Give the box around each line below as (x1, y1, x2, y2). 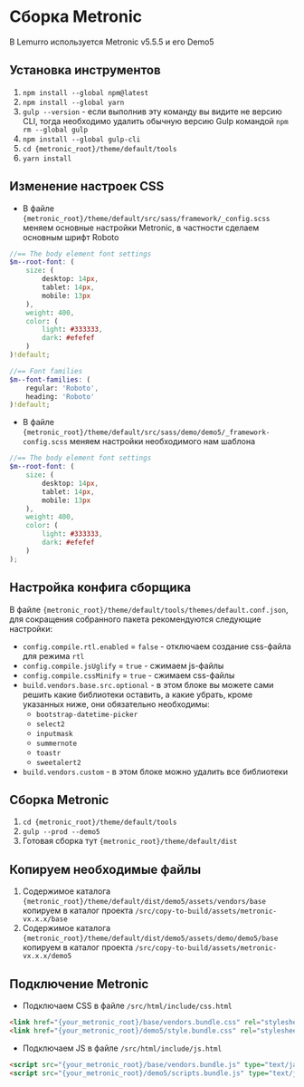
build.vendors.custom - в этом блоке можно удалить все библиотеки (22, 766, 288, 777)
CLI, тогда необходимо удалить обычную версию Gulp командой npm (22, 115, 289, 126)
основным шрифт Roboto (22, 231, 119, 242)
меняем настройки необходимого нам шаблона (69, 436, 256, 447)
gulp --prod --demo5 (22, 828, 100, 837)
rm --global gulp (22, 125, 89, 134)
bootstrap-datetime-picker (35, 710, 138, 719)
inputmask (35, 729, 74, 738)
